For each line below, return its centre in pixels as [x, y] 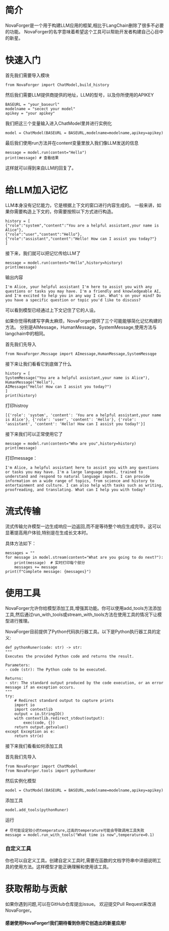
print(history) [21, 395]
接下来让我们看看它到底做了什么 [38, 364]
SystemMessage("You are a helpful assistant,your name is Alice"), [78, 378]
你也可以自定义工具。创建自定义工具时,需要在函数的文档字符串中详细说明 [81, 860]
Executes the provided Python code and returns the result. [70, 656]
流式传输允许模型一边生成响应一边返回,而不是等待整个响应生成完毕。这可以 [83, 526]
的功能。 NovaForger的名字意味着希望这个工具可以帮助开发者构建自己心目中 [84, 31]
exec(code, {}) [39, 723]
